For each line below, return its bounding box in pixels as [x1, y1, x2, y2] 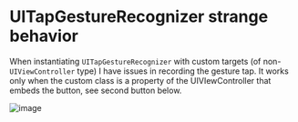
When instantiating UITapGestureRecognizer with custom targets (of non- [9, 56, 282, 66]
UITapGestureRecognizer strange [9, 6, 269, 27]
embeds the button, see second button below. [9, 85, 182, 96]
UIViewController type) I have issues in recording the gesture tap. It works [9, 66, 289, 76]
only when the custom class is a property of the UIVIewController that [9, 75, 272, 86]
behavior [9, 25, 79, 46]
